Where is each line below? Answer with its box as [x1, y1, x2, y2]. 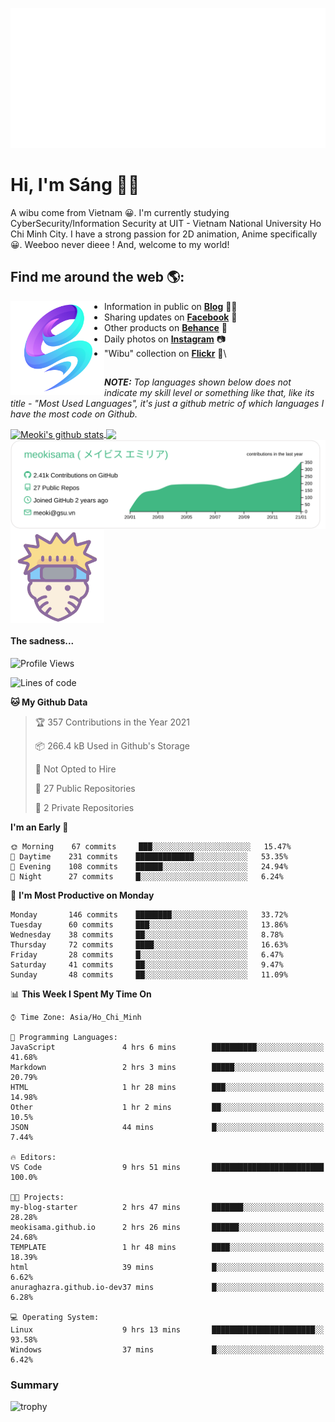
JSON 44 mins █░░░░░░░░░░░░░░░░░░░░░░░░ [10, 1122, 325, 1132]
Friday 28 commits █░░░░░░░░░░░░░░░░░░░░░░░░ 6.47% [10, 949, 284, 960]
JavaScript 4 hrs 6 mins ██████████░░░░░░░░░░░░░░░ [10, 1042, 325, 1052]
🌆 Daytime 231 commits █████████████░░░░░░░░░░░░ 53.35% [10, 851, 288, 862]
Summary [10, 1378, 60, 1392]
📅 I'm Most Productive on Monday [10, 889, 155, 901]
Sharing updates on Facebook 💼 [104, 311, 238, 323]
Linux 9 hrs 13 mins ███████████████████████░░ [10, 1324, 325, 1335]
